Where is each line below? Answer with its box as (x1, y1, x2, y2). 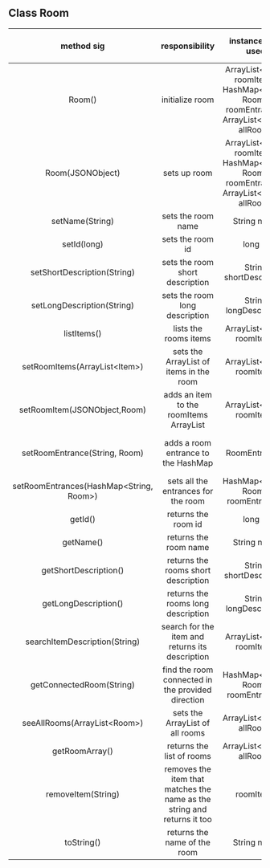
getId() (69, 513, 96, 524)
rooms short (164, 564, 211, 576)
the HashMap (162, 457, 214, 468)
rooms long (166, 597, 210, 609)
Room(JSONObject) (45, 167, 121, 178)
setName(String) (51, 215, 115, 226)
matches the (164, 783, 211, 794)
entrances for (162, 485, 214, 496)
